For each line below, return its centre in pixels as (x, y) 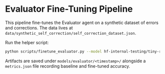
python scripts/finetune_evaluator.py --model (54, 51)
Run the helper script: (27, 42)
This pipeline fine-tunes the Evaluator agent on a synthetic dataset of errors (82, 23)
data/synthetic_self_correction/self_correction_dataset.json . (71, 33)
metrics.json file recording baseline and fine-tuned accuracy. (68, 66)
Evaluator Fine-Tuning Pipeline (69, 9)
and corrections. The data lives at (39, 27)
